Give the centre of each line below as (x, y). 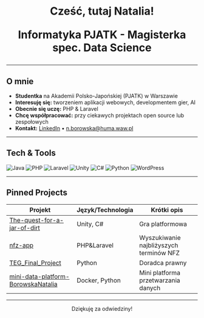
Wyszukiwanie (160, 238)
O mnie (20, 81)
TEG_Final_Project (36, 263)
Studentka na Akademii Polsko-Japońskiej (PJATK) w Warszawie (96, 96)
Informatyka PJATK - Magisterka (102, 35)
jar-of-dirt (25, 228)
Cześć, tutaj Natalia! (102, 11)
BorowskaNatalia (33, 284)
